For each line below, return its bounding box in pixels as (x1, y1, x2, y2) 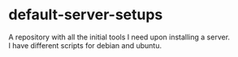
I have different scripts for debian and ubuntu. (8, 40, 162, 50)
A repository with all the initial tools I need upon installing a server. (8, 32, 230, 42)
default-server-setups (8, 6, 163, 24)
